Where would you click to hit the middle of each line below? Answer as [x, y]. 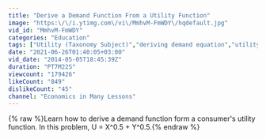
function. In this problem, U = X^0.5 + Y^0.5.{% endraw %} [104, 127]
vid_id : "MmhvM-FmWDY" [46, 30]
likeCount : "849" [37, 81]
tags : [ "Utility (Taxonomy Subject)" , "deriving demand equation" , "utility [134, 45]
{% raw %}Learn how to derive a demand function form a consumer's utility [132, 118]
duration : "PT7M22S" [42, 67]
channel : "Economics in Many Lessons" [72, 96]
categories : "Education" [49, 38]
